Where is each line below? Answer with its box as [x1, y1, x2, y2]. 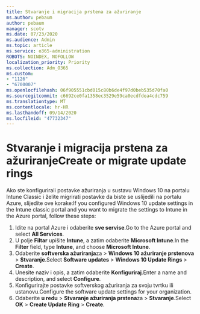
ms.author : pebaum [6, 14, 52, 20]
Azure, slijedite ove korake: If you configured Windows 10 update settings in [6, 199, 193, 207]
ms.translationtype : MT [6, 98, 66, 104]
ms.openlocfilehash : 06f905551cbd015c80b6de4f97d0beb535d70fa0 [6, 87, 169, 93]
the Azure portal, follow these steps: [6, 212, 96, 220]
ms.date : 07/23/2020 [6, 31, 58, 37]
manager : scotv [6, 25, 45, 32]
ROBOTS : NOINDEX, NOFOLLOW [6, 54, 74, 60]
